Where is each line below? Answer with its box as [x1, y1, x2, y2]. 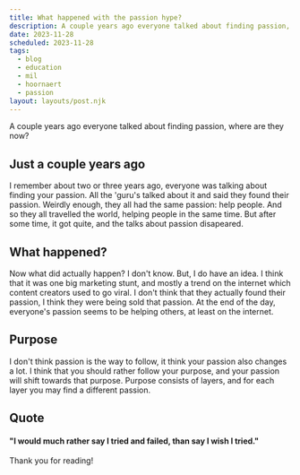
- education [17, 64, 63, 73]
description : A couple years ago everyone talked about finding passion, [9, 22, 291, 30]
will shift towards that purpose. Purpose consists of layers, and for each [9, 375, 275, 385]
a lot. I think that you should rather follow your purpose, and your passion [9, 365, 280, 376]
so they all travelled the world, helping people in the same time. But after [9, 209, 277, 220]
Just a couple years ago [9, 156, 146, 171]
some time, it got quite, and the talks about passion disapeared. [9, 219, 244, 229]
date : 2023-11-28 [9, 30, 74, 39]
